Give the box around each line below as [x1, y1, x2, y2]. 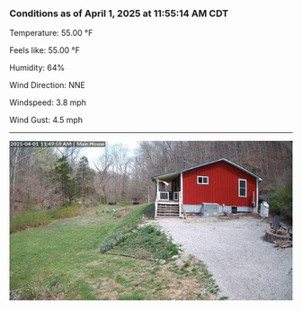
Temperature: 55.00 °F [9, 28, 93, 39]
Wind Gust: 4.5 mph [9, 115, 84, 126]
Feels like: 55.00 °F [9, 45, 81, 56]
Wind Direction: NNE [9, 80, 85, 91]
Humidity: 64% [9, 62, 66, 74]
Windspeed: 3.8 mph [9, 97, 87, 108]
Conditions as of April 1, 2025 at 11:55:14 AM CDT [9, 7, 229, 20]
